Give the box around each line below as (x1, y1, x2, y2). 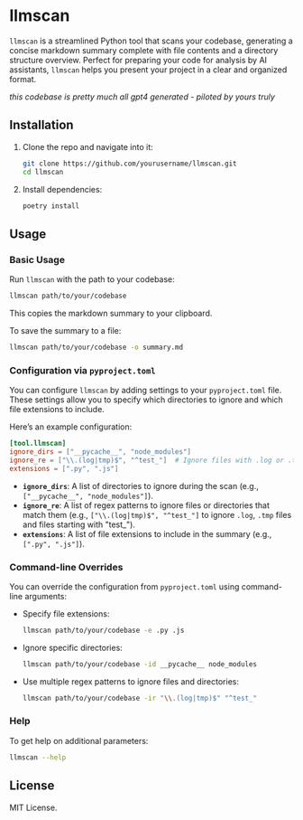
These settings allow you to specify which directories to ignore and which (9, 394, 284, 405)
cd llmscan (22, 167, 64, 176)
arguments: (24, 590, 68, 601)
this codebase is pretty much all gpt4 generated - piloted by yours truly (9, 91, 275, 102)
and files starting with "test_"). (22, 519, 135, 530)
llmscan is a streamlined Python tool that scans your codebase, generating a (9, 35, 293, 46)
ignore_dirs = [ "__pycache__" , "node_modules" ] (9, 447, 192, 457)
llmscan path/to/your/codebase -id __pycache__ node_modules (22, 659, 258, 669)
